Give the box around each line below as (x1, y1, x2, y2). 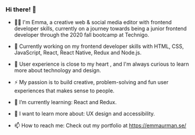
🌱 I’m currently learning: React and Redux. (14, 99, 117, 106)
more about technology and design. (14, 67, 101, 74)
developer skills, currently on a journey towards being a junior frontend (14, 25, 187, 32)
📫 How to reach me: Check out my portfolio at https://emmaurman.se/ (14, 122, 187, 129)
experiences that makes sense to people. (14, 87, 115, 94)
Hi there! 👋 (5, 5, 37, 14)
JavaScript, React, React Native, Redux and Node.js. (14, 49, 142, 56)
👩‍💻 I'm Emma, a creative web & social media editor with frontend (14, 19, 172, 26)
